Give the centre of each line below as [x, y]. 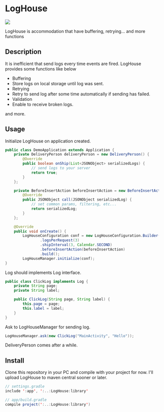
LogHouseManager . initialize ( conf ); [59, 258]
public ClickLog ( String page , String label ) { [62, 299]
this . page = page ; [41, 304]
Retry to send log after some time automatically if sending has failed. [81, 94]
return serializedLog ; [54, 209]
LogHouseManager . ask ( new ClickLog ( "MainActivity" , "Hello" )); [70, 336]
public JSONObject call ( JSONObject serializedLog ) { [77, 200]
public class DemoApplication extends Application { [60, 150]
